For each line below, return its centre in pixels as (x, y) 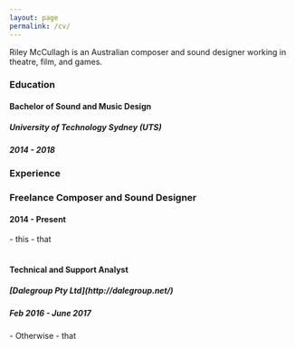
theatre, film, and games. (56, 61)
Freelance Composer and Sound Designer (103, 198)
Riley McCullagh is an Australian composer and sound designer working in (148, 52)
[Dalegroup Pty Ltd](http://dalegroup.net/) (91, 290)
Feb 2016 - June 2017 (51, 314)
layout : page (34, 18)
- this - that (30, 240)
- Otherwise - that (43, 336)
